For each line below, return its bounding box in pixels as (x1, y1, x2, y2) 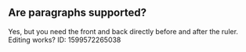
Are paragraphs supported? (8, 6, 147, 19)
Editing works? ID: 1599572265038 (8, 35, 121, 44)
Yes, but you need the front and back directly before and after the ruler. (8, 26, 239, 36)
